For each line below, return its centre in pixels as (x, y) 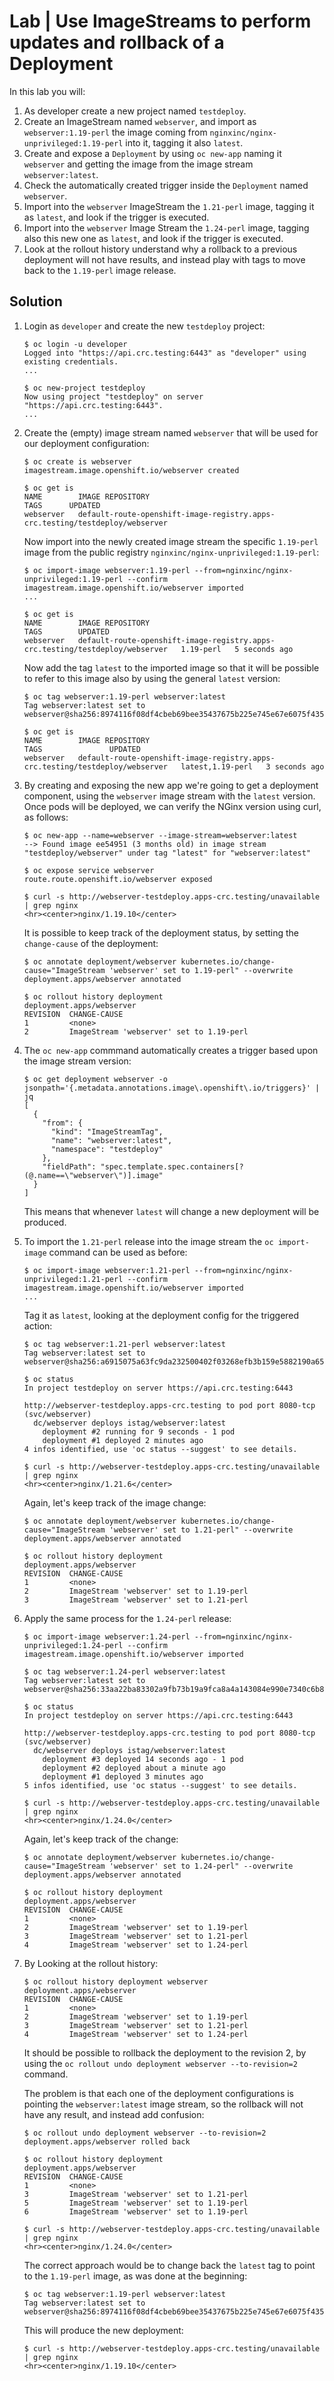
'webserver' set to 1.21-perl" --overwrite (201, 1530)
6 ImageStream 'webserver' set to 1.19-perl (136, 2211)
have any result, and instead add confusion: (114, 2114)
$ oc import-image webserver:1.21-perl (107, 1270)
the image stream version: (77, 1061)
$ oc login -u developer (75, 344)
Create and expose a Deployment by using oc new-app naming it (152, 153)
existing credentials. (71, 361)
